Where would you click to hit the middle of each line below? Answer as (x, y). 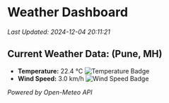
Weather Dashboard (68, 12)
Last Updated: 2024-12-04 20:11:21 (59, 32)
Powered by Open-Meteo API (50, 92)
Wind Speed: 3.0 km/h (51, 78)
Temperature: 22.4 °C (50, 71)
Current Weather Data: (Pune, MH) (85, 54)
